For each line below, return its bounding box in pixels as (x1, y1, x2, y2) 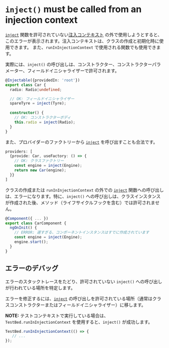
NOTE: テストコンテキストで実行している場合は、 (5, 312, 108, 319)
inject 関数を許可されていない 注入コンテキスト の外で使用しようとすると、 (5, 31, 162, 37)
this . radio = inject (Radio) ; (14, 120, 76, 125)
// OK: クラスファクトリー (14, 158, 64, 164)
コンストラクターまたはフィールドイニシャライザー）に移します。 (9, 302, 146, 308)
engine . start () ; (14, 239, 49, 244)
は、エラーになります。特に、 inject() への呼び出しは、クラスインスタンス (5, 193, 161, 199)
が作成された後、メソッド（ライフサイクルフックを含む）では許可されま (5, 200, 155, 206)
